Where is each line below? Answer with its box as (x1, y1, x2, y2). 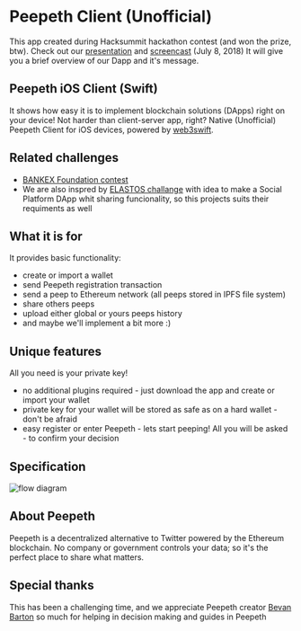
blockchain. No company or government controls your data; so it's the (9, 542, 269, 553)
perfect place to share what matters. (9, 551, 145, 563)
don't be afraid (22, 413, 78, 424)
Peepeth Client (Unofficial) (9, 6, 213, 27)
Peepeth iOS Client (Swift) (9, 81, 159, 96)
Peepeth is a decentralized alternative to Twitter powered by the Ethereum (9, 532, 285, 543)
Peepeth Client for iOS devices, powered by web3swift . (9, 124, 214, 135)
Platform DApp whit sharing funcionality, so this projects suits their (22, 193, 270, 204)
